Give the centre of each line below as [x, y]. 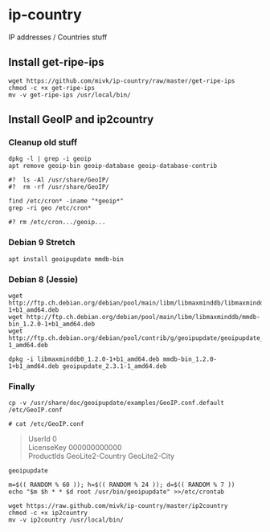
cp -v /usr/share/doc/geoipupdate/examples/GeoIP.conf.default [117, 403]
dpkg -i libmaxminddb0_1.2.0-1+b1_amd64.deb [84, 359]
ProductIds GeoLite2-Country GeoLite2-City [101, 456]
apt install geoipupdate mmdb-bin [66, 259]
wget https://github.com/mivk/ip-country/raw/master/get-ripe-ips [122, 81]
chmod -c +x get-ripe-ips [51, 88]
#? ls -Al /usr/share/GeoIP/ [59, 180]
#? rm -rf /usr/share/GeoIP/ [59, 187]
